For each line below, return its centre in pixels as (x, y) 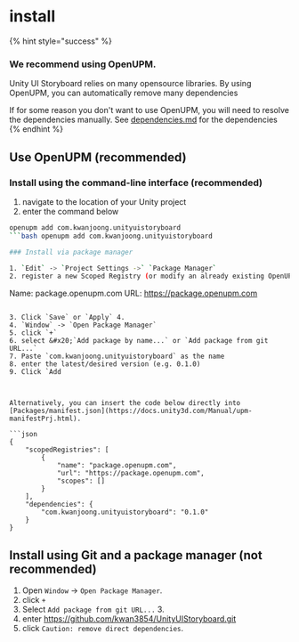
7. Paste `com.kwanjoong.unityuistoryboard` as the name (117, 357)
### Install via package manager (71, 252)
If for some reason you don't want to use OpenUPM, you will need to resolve (149, 110)
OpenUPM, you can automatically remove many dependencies (124, 93)
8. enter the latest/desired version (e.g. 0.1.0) (105, 364)
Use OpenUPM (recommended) (98, 157)
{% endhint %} (36, 129)
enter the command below (70, 211)
